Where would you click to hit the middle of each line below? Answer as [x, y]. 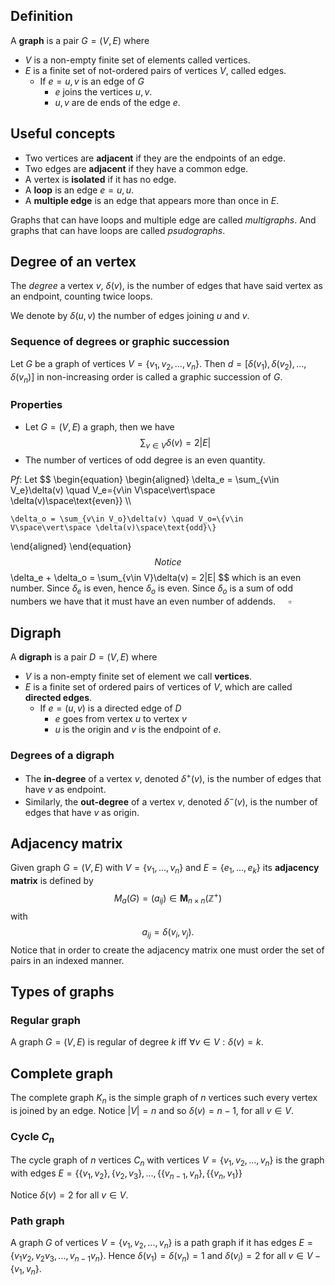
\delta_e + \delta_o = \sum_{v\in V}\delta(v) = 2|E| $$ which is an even [156, 578]
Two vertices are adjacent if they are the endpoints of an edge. [155, 158]
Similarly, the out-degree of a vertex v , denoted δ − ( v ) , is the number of [171, 801]
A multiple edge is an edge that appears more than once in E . [152, 200]
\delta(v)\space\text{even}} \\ [71, 501]
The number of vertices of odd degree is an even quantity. [145, 460]
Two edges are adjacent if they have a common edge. [136, 168]
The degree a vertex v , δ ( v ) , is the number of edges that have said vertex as [166, 286]
